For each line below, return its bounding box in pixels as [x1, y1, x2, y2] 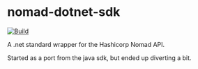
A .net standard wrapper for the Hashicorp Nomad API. [7, 40, 165, 48]
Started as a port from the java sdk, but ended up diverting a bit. [7, 53, 192, 62]
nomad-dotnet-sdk [7, 4, 121, 20]
